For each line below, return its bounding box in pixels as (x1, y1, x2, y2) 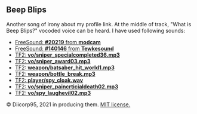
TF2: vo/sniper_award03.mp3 (14, 57, 91, 64)
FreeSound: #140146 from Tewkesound (14, 45, 115, 52)
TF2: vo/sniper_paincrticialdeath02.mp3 (14, 83, 118, 90)
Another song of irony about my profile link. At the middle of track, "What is (6, 20, 192, 27)
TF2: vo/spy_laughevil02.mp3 (14, 89, 91, 96)
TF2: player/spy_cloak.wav (14, 76, 84, 84)
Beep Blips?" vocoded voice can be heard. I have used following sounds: (6, 27, 186, 34)
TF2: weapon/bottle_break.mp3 (14, 70, 96, 77)
